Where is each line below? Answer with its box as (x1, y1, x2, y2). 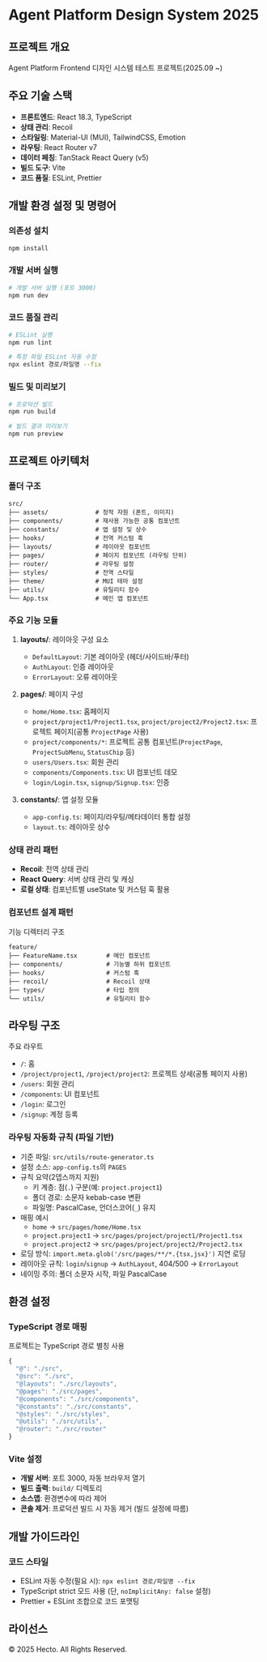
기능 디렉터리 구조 (8, 927, 65, 936)
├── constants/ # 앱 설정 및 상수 (8, 525, 147, 533)
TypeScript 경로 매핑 (8, 1321, 87, 1333)
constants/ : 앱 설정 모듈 (19, 795, 99, 804)
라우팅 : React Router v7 (19, 142, 97, 152)
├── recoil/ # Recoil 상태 (8, 977, 150, 986)
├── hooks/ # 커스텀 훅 (8, 969, 140, 977)
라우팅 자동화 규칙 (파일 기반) (8, 1132, 115, 1143)
